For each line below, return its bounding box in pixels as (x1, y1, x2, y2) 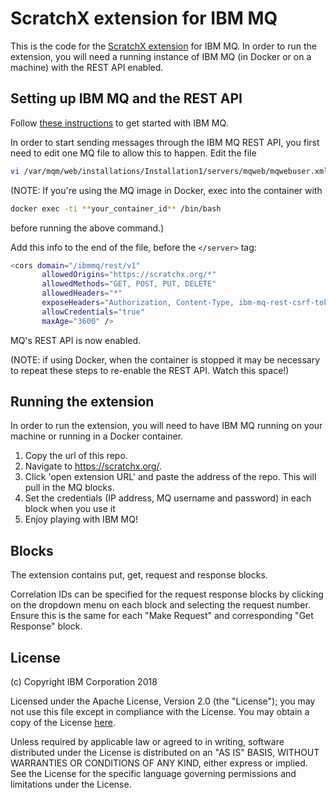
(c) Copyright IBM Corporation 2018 (10, 676, 158, 688)
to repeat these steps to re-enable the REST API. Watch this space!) (10, 364, 290, 376)
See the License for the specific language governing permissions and (10, 768, 297, 780)
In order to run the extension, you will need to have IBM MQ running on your (10, 420, 323, 432)
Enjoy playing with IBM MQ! (24, 513, 138, 526)
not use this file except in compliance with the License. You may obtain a (10, 706, 310, 718)
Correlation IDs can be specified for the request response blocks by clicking (10, 588, 324, 601)
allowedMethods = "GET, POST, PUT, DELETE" (41, 279, 217, 289)
